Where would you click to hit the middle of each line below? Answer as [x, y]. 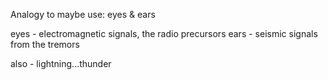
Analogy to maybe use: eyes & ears [83, 14]
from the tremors [45, 44]
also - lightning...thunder [61, 63]
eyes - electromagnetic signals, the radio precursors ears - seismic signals [164, 33]
